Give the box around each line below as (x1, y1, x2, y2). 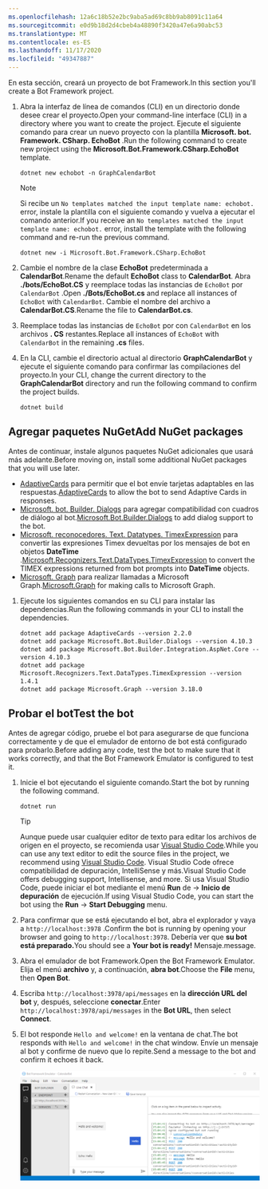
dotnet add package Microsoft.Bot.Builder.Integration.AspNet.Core (19, 645, 249, 654)
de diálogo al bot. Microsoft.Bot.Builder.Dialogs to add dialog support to (19, 512, 254, 522)
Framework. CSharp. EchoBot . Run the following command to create (19, 136, 247, 145)
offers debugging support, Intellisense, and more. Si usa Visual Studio (19, 874, 250, 883)
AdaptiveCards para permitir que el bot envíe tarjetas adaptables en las (19, 479, 254, 488)
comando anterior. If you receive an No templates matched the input (19, 215, 245, 225)
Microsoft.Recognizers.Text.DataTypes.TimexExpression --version (19, 669, 242, 677)
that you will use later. (8, 463, 81, 472)
